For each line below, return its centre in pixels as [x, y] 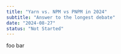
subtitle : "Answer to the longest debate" [61, 17]
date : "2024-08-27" [31, 23]
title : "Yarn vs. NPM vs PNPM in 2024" [57, 12]
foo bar [16, 46]
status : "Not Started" [35, 28]
